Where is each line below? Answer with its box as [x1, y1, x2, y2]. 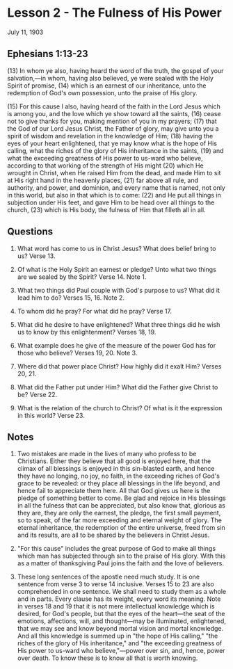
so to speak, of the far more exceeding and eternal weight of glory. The [17, 516, 223, 524]
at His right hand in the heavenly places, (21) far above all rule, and [7, 176, 199, 184]
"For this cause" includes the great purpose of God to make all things [17, 545, 216, 553]
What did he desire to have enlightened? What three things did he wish [17, 320, 220, 328]
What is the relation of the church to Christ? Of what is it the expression [17, 403, 223, 412]
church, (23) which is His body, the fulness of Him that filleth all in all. [7, 205, 207, 213]
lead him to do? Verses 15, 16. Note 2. [17, 293, 125, 302]
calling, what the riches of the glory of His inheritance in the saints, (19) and [7, 146, 224, 154]
